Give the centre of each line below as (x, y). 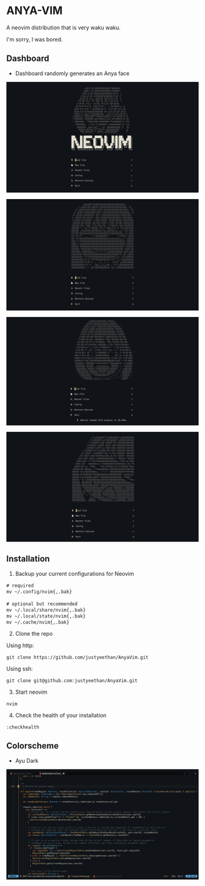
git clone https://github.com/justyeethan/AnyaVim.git (77, 657)
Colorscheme (33, 746)
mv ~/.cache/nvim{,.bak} (38, 622)
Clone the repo (34, 633)
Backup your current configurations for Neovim (74, 573)
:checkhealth (23, 727)
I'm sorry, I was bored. (34, 39)
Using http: (20, 645)
